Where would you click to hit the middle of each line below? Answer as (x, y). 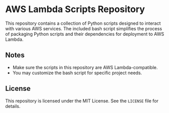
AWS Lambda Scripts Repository (75, 9)
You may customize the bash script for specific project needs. (77, 73)
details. (13, 106)
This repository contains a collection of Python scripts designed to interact (83, 23)
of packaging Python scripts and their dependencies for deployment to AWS (85, 34)
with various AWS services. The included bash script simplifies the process (84, 28)
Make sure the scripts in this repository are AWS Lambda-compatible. (85, 67)
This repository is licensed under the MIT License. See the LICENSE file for (82, 101)
